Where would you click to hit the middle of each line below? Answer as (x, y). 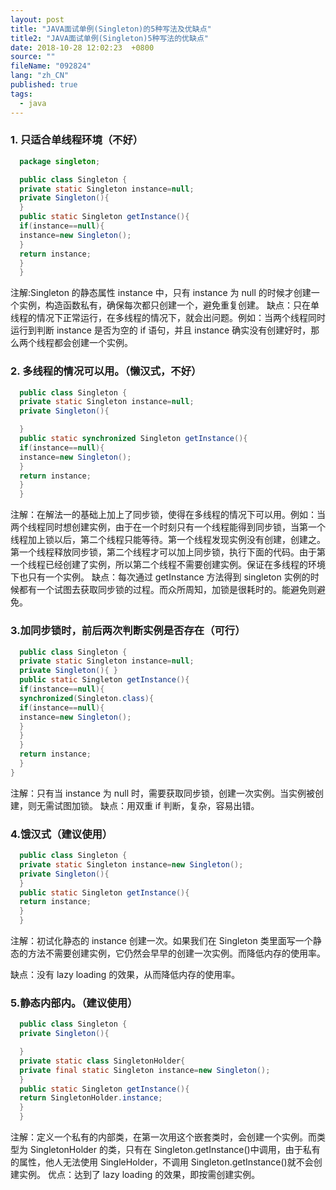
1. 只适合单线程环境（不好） (77, 140)
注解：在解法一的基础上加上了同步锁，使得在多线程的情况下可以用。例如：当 (168, 515)
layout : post (37, 19)
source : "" (33, 57)
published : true (44, 85)
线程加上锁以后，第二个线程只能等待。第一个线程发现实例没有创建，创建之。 (168, 540)
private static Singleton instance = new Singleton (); (131, 864)
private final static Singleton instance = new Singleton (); (145, 1070)
